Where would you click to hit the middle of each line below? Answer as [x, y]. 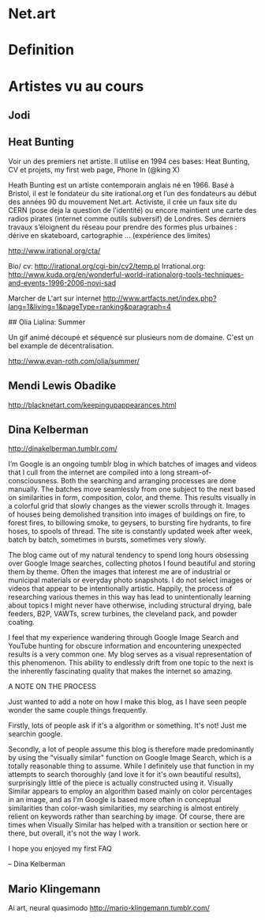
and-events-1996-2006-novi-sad [62, 282]
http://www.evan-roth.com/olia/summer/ [74, 361]
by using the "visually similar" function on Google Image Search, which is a [130, 758]
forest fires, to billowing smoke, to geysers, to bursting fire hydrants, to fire [130, 523]
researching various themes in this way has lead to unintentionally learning [129, 597]
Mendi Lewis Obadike [62, 386]
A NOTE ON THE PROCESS [52, 687]
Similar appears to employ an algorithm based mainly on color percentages [130, 791]
